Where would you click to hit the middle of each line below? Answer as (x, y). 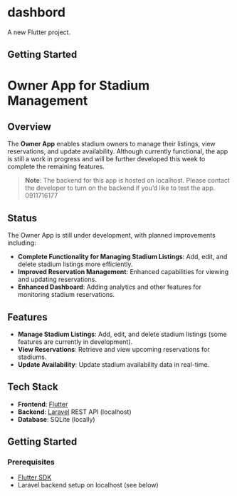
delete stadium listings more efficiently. (75, 264)
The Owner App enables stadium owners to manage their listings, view (111, 144)
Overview (30, 127)
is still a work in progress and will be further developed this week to (106, 159)
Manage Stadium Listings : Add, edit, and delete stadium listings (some (122, 334)
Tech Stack (33, 387)
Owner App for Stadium (79, 85)
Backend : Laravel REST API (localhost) (74, 412)
